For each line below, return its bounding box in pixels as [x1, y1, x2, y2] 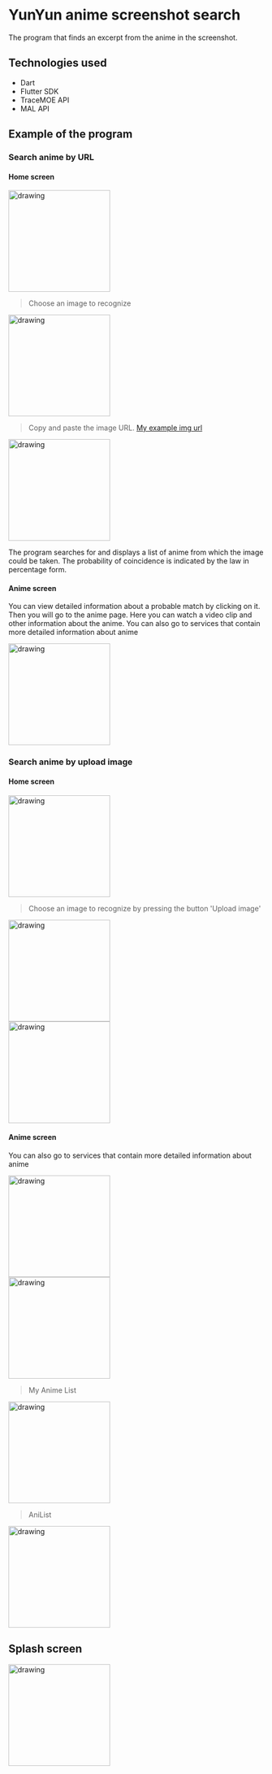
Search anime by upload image [8, 756, 133, 767]
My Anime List [28, 1385, 77, 1395]
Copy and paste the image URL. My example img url [28, 423, 203, 433]
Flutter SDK [19, 86, 59, 96]
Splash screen [8, 1642, 83, 1656]
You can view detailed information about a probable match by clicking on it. [8, 602, 261, 611]
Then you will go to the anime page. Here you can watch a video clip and [8, 610, 253, 620]
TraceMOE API [19, 95, 70, 105]
